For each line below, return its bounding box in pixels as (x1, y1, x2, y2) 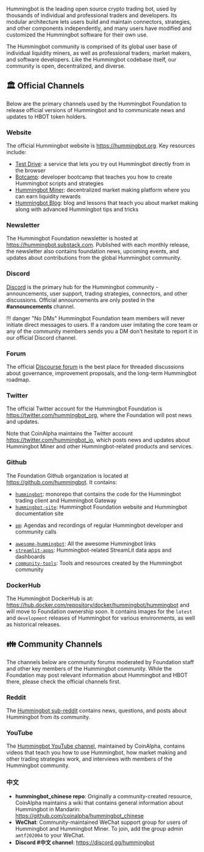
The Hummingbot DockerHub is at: (6, 595, 94, 602)
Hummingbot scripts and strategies (15, 180, 104, 187)
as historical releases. (6, 620, 61, 628)
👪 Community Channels (6, 639, 102, 650)
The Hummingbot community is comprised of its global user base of (6, 43, 178, 50)
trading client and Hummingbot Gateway (15, 496, 117, 504)
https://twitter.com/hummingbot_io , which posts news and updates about (6, 436, 190, 444)
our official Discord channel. (6, 334, 77, 341)
